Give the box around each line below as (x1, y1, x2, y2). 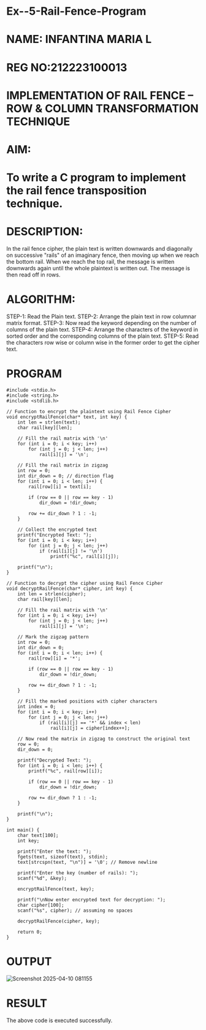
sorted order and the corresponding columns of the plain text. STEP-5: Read (6, 332, 199, 340)
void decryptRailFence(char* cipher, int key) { (6, 586, 133, 592)
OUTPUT (6, 955, 52, 969)
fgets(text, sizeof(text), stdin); (17, 853, 109, 860)
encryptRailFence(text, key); (17, 886, 95, 892)
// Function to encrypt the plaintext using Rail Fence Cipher (6, 408, 172, 414)
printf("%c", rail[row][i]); (28, 768, 103, 774)
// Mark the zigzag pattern (17, 633, 89, 640)
